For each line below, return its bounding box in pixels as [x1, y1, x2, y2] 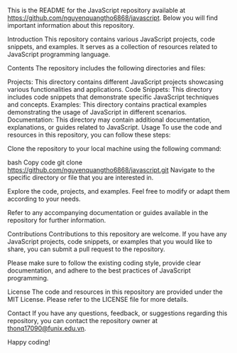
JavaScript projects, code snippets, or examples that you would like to [7, 238, 213, 246]
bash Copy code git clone [7, 158, 83, 167]
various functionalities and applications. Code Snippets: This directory [7, 85, 213, 93]
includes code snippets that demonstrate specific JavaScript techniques [7, 93, 219, 101]
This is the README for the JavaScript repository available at [7, 6, 186, 14]
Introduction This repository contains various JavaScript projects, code [7, 35, 215, 43]
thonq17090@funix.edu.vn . [7, 324, 87, 332]
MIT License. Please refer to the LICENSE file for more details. [7, 295, 189, 303]
